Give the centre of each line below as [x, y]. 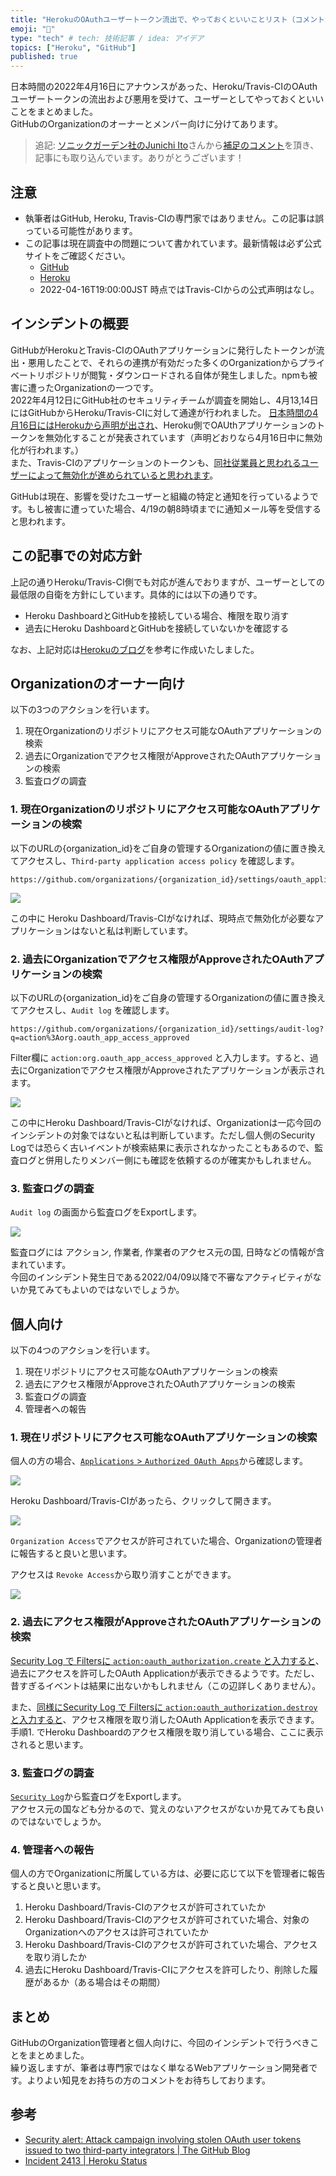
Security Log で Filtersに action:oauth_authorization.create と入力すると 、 [167, 1660]
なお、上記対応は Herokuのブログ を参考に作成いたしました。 [135, 649]
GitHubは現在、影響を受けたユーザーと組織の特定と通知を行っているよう [160, 496]
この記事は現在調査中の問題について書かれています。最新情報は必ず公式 [173, 243]
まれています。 [41, 1265]
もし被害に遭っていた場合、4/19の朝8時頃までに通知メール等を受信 [165, 508]
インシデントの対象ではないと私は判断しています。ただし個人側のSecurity [163, 1135]
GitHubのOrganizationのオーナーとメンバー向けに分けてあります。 [146, 124]
